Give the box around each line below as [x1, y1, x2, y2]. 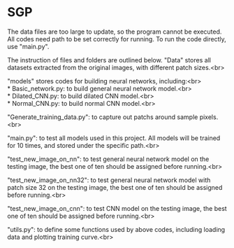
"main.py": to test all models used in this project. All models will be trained [7, 134, 221, 142]
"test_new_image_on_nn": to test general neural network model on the [7, 155, 210, 163]
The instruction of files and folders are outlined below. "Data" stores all [7, 55, 212, 64]
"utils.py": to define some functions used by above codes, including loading [7, 225, 226, 233]
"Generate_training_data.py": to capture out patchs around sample [7, 113, 198, 121]
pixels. [199, 113, 219, 121]
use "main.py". [7, 42, 50, 50]
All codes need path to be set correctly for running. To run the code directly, [7, 34, 226, 43]
